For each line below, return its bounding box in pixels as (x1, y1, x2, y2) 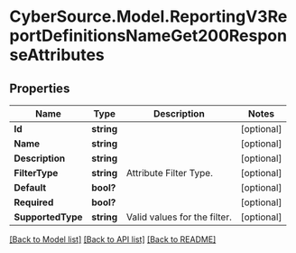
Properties (9, 80, 70, 96)
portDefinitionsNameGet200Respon (9, 25, 287, 46)
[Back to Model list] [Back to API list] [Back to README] (9, 234, 217, 245)
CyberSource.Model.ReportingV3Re (9, 6, 288, 27)
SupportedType (14, 211, 83, 223)
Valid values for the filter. (125, 211, 232, 223)
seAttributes (9, 45, 106, 65)
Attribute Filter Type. (125, 167, 214, 179)
